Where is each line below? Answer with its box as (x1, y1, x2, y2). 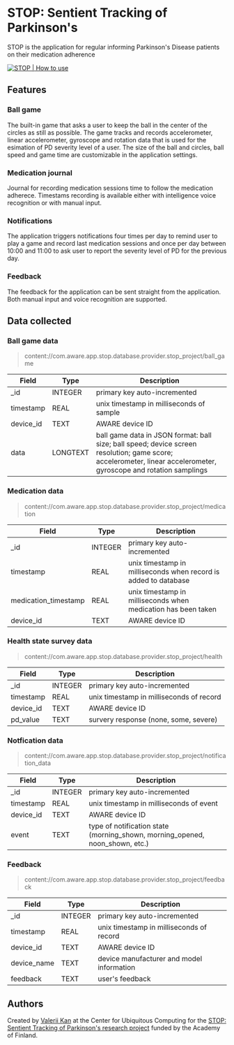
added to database (127, 575, 190, 585)
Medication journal (7, 168, 73, 177)
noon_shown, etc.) (88, 839, 150, 849)
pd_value (10, 714, 40, 724)
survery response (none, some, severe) (88, 714, 218, 724)
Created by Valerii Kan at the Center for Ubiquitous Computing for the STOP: (7, 1016, 226, 1025)
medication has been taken (127, 604, 217, 614)
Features (7, 84, 47, 96)
